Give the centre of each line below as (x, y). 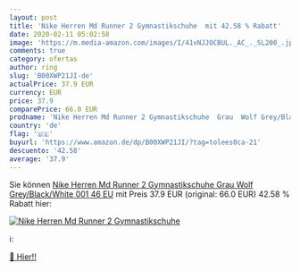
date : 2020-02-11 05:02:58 (59, 34)
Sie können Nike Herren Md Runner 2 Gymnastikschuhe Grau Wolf (131, 184)
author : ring (33, 68)
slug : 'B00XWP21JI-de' (51, 76)
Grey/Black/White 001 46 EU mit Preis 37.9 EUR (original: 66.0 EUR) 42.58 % (150, 194)
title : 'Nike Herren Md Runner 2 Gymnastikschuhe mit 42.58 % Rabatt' (145, 26)
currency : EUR (36, 92)
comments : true (37, 51)
